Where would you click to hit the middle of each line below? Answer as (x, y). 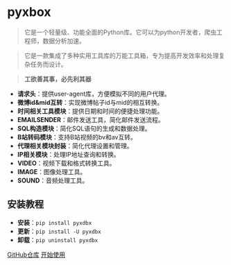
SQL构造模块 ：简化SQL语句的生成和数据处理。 (84, 128)
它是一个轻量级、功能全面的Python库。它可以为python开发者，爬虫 (120, 32)
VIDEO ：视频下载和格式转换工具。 (66, 163)
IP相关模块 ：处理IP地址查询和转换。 (68, 154)
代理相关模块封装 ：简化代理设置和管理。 (75, 146)
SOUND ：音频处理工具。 (53, 180)
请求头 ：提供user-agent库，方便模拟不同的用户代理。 (94, 94)
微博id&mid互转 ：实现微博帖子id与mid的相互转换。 (90, 102)
